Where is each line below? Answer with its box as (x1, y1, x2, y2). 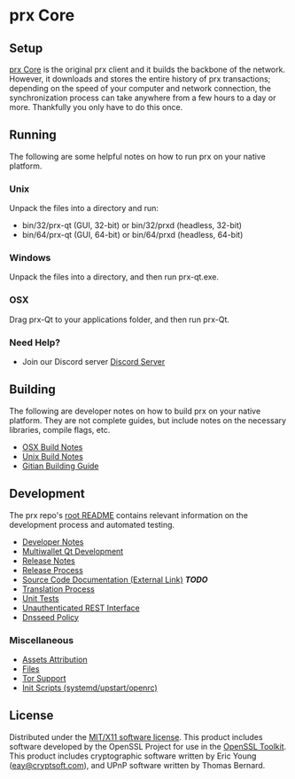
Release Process (21, 564, 84, 575)
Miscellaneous (9, 633, 74, 646)
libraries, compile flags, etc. (9, 424, 111, 435)
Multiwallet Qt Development (21, 546, 124, 556)
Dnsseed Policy (21, 611, 80, 622)
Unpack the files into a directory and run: (9, 203, 159, 214)
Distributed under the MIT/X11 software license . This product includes (9, 731, 263, 742)
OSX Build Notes (21, 441, 83, 452)
